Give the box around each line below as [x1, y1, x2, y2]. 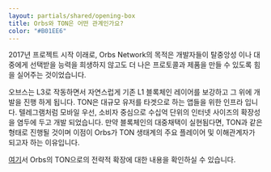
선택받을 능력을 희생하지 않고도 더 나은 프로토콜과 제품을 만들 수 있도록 [29, 60, 252, 69]
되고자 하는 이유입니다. [8, 138, 80, 148]
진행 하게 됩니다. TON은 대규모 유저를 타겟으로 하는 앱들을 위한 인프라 [23, 98, 243, 107]
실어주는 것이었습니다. [16, 70, 87, 80]
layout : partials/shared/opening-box [8, 11, 136, 20]
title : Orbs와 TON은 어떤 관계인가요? [8, 19, 124, 27]
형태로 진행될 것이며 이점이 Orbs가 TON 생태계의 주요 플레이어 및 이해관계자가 [8, 128, 256, 137]
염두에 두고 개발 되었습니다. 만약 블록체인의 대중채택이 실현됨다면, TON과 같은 [16, 118, 263, 128]
